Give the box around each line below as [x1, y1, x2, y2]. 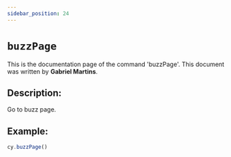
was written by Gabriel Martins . [7, 67, 98, 76]
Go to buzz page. [7, 105, 57, 114]
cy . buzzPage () [7, 144, 48, 151]
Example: [7, 125, 48, 137]
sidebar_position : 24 [7, 10, 70, 17]
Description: [7, 87, 62, 98]
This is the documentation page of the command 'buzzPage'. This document [7, 60, 225, 68]
